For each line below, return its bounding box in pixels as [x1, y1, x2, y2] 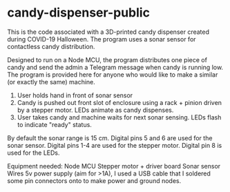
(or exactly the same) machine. [7, 77, 95, 86]
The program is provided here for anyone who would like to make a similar [7, 70, 218, 79]
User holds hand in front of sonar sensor [17, 91, 133, 99]
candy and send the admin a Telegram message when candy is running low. [7, 63, 223, 71]
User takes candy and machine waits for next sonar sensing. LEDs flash [17, 113, 222, 122]
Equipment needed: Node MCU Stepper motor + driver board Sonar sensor [7, 162, 221, 170]
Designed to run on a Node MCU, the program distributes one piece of [7, 55, 207, 64]
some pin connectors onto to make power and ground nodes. [7, 176, 182, 184]
